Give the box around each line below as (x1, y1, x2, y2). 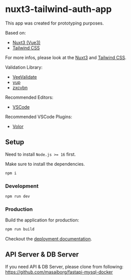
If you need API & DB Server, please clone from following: (5, 263, 123, 269)
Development (5, 182, 39, 189)
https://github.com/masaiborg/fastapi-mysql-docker (5, 269, 113, 275)
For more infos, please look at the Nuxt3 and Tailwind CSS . (5, 54, 126, 61)
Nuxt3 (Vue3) (12, 39, 41, 46)
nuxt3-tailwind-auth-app (5, 4, 112, 15)
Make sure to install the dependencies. (5, 161, 85, 167)
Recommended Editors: (5, 94, 53, 100)
